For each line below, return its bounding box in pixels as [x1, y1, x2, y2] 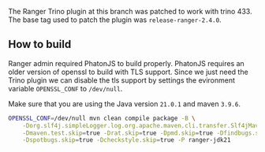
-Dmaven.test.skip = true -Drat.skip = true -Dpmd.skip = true [22, 129, 214, 137]
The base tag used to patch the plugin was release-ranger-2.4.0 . [8, 15, 222, 24]
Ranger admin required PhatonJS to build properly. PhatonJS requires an [8, 58, 244, 68]
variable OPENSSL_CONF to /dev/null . [8, 83, 123, 93]
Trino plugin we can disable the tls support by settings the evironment [8, 75, 235, 85]
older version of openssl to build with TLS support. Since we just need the [8, 67, 248, 76]
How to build [8, 38, 72, 51]
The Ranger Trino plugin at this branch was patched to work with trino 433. [8, 7, 252, 16]
